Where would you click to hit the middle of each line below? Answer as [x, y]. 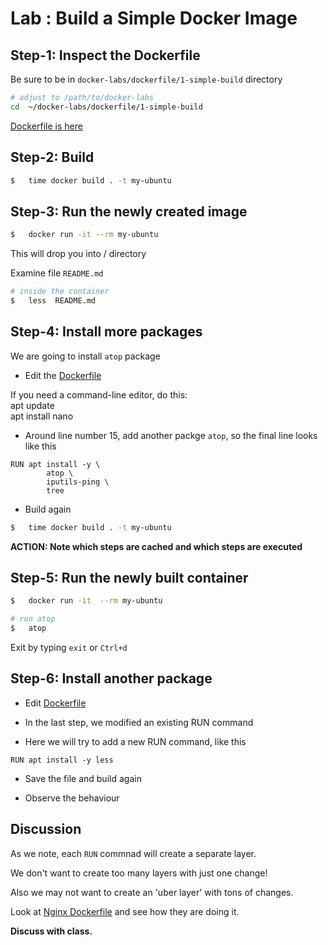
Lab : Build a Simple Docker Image [154, 18]
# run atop [33, 619]
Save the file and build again [83, 778]
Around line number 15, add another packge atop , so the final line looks [171, 435]
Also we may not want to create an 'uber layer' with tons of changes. [152, 892]
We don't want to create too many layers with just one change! [139, 873]
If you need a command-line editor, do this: [99, 394]
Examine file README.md [57, 273]
